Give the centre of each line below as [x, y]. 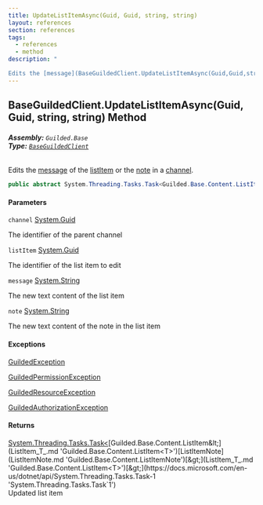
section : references [42, 30]
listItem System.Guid [44, 250]
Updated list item [36, 492]
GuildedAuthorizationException [58, 407]
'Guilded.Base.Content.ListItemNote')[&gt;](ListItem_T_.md [159, 459]
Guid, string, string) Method [77, 117]
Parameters [27, 202]
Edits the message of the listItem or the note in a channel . [101, 170]
